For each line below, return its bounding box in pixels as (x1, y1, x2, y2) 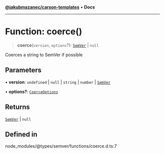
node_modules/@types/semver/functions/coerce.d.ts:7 (5, 143, 117, 149)
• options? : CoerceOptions (5, 89, 58, 94)
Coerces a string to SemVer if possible (5, 52, 83, 58)
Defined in (5, 130, 38, 138)
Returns (5, 103, 30, 111)
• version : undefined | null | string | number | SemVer (5, 79, 110, 85)
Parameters (5, 66, 42, 74)
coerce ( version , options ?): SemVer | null (17, 42, 99, 48)
